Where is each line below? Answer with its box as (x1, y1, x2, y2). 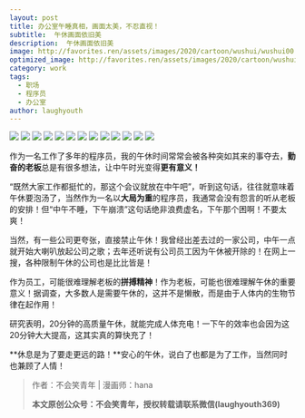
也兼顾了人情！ (9, 360, 65, 372)
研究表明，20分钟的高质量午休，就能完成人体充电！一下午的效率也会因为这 (9, 318, 290, 329)
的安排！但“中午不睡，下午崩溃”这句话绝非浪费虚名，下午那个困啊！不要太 (9, 204, 288, 215)
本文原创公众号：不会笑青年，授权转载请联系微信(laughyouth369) (31, 399, 280, 410)
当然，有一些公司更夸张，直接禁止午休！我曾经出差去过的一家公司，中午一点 (9, 235, 296, 246)
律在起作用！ (9, 299, 57, 310)
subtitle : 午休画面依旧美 (9, 30, 103, 39)
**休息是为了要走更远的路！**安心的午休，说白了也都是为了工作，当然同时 (9, 349, 289, 360)
